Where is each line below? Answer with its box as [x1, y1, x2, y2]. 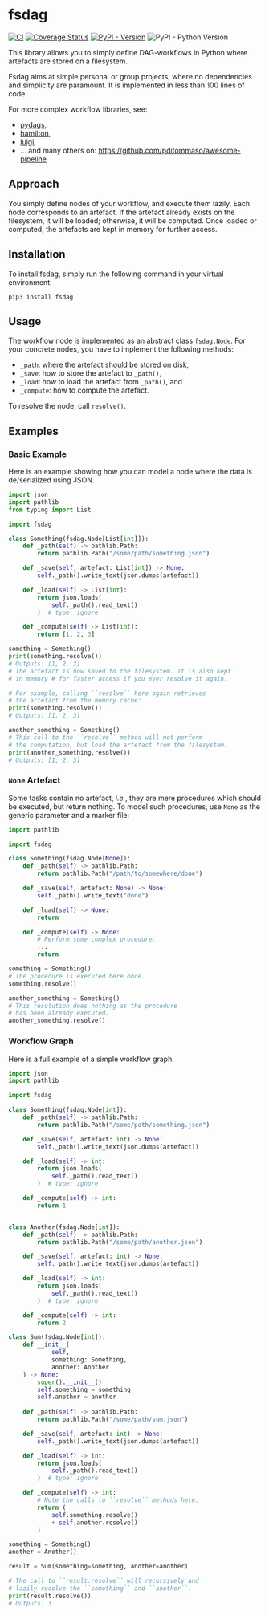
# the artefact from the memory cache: [8, 697, 142, 705]
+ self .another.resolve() [51, 1519, 138, 1527]
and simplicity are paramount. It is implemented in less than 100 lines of [8, 80, 245, 90]
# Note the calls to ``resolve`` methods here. [37, 1496, 199, 1504]
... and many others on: [19, 145, 97, 155]
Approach [8, 177, 59, 191]
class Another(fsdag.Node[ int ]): [8, 1222, 120, 1231]
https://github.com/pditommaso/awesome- [98, 145, 241, 155]
